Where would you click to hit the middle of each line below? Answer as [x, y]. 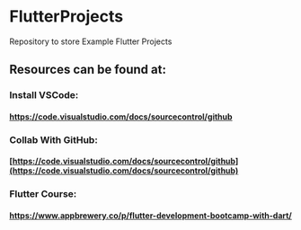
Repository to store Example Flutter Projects [91, 41]
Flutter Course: [43, 194]
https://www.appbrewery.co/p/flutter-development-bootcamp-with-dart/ [150, 215]
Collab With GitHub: [54, 139]
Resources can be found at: [88, 70]
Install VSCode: [44, 95]
